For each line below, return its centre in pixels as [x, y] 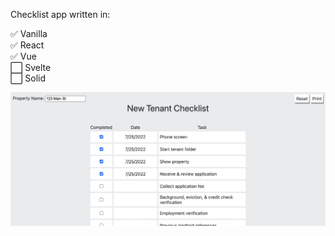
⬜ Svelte [31, 67]
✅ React [27, 45]
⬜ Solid [28, 78]
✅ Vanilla [29, 33]
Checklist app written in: [60, 14]
